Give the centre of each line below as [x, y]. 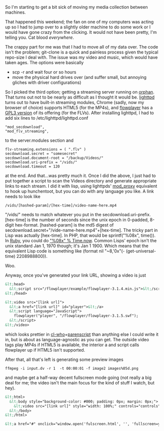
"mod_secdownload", [25, 127]
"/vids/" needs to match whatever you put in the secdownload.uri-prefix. [78, 215]
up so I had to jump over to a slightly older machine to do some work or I [78, 27]
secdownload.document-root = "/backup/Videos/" [54, 158]
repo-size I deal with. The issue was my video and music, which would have [81, 57]
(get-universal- [141, 251]
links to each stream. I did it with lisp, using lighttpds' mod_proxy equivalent [81, 186]
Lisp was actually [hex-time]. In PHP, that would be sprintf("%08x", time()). [80, 235]
